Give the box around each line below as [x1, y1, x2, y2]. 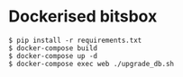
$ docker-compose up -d [8, 51, 98, 60]
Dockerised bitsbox [8, 6, 158, 27]
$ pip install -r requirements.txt [8, 36, 142, 45]
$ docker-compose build [8, 43, 98, 53]
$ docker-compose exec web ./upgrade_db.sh [8, 59, 175, 68]
